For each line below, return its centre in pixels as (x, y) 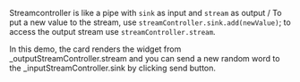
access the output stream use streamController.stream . (113, 32)
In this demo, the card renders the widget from (95, 49)
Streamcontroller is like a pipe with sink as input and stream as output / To (146, 13)
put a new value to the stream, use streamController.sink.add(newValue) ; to (150, 22)
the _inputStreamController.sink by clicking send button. (113, 68)
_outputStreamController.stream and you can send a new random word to (145, 58)
